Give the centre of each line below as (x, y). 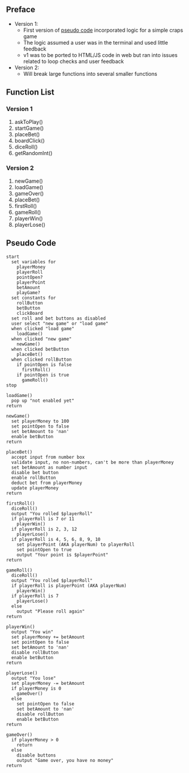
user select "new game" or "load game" (60, 323)
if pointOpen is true (43, 375)
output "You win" (32, 632)
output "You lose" (34, 678)
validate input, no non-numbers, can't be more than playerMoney (93, 462)
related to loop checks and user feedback (73, 61)
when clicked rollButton (42, 359)
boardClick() (30, 140)
